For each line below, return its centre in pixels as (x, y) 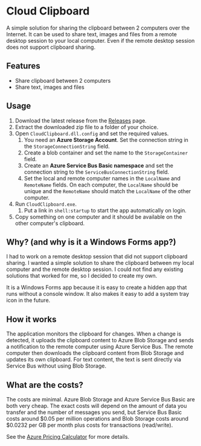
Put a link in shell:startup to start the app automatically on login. (105, 210)
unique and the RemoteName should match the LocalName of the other (107, 191)
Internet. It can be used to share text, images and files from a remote (91, 34)
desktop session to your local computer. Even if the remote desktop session (101, 40)
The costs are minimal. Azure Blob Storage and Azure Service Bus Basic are (101, 399)
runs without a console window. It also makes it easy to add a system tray (98, 294)
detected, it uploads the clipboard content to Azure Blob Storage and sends (100, 340)
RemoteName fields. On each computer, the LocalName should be (101, 185)
